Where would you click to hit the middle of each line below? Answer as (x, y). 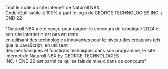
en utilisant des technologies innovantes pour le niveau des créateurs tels (83, 40)
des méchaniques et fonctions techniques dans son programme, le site (80, 50)
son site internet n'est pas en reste (42, 34)
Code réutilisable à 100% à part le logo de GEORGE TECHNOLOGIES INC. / (84, 13)
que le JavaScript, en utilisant (37, 45)
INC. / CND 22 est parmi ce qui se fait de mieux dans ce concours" (76, 61)
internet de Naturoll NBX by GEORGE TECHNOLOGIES (62, 56)
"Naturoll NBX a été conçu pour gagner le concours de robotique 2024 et (83, 29)
